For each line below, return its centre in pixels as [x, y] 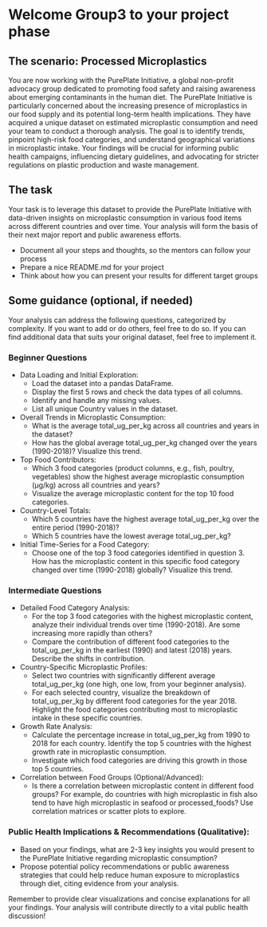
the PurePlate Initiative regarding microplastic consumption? [118, 858]
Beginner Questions [48, 357]
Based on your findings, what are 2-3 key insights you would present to [137, 849]
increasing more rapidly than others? [92, 633]
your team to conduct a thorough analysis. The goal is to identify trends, [127, 131]
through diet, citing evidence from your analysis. [99, 883]
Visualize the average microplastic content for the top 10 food [133, 493]
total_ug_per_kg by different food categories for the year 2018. [134, 701]
